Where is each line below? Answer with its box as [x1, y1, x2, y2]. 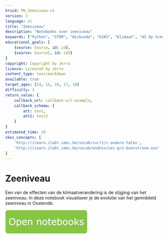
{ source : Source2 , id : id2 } [14, 50, 72, 55]
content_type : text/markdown [5, 72, 66, 77]
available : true [5, 77, 39, 82]
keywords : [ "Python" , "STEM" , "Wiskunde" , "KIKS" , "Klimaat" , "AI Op [5, 35, 153, 40]
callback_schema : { [14, 103, 55, 108]
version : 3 [5, 13, 28, 19]
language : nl [5, 19, 32, 24]
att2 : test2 [23, 114, 48, 119]
